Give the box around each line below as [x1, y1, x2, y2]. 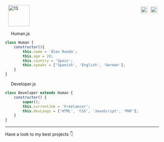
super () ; [22, 100, 41, 104]
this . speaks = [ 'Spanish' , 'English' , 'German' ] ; [22, 63, 125, 68]
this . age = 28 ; [22, 54, 54, 59]
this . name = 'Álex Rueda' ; [22, 49, 78, 54]
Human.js [10, 31, 30, 36]
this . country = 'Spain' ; [22, 58, 73, 63]
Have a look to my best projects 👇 [5, 131, 74, 137]
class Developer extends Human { [5, 90, 73, 95]
